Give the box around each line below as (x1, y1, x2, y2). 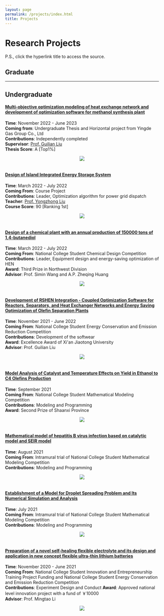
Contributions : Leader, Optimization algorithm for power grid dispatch (5, 193, 146, 199)
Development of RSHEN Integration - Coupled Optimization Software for (5, 297, 154, 303)
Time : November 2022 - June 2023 (5, 120, 77, 126)
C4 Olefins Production (5, 375, 51, 381)
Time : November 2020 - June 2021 (5, 564, 77, 570)
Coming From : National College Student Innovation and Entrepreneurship (5, 569, 153, 575)
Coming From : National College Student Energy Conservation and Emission (5, 323, 157, 329)
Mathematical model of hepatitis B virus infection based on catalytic (5, 433, 146, 439)
